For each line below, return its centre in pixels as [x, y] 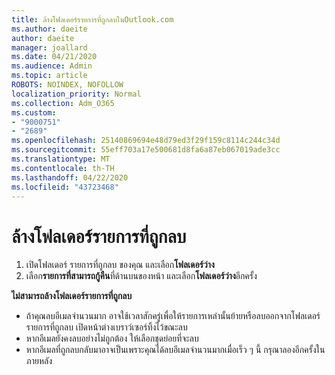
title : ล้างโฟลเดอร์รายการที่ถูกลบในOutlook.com [92, 19]
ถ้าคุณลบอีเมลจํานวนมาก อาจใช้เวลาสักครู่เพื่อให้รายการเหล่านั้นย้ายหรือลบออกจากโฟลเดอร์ [173, 316]
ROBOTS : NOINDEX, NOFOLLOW [67, 85]
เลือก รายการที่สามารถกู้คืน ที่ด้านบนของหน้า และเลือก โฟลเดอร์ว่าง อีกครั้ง [141, 276]
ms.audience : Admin [52, 66]
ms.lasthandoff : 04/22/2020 [70, 177]
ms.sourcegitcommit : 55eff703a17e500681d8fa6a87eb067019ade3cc [146, 150]
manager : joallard [49, 47]
